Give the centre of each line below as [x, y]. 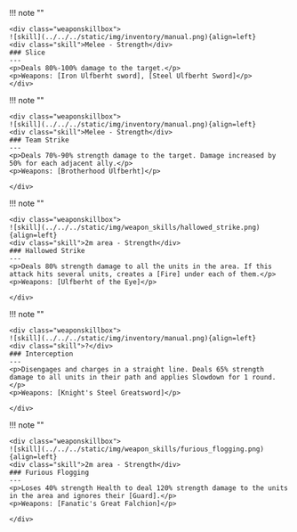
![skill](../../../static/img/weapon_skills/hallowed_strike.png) [135, 227]
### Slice [28, 53]
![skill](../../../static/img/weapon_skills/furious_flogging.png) [137, 449]
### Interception [41, 354]
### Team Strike [39, 140]
